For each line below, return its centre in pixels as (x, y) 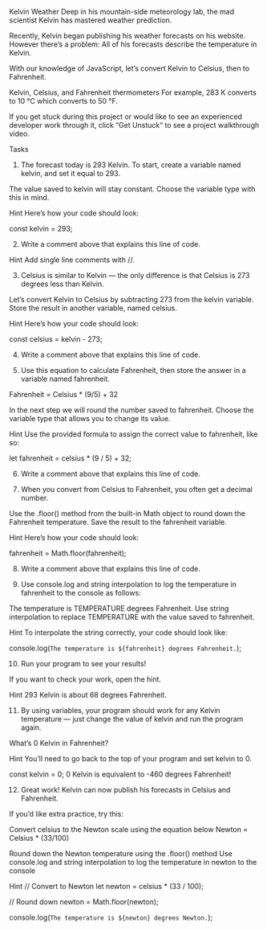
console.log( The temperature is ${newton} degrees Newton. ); (111, 917)
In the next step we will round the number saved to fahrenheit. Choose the (131, 410)
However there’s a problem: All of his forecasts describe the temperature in (133, 44)
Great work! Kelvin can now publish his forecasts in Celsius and (125, 790)
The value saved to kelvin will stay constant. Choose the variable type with (132, 189)
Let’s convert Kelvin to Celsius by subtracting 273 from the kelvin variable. (132, 299)
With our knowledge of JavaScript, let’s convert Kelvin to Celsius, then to (129, 68)
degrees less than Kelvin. (63, 284)
